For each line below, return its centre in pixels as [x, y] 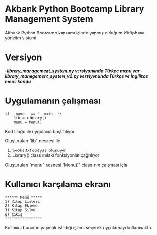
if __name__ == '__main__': [33, 114]
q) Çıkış [14, 214]
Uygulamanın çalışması [53, 101]
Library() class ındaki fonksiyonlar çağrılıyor [56, 155]
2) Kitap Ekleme [21, 206]
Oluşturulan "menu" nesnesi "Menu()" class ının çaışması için [66, 165]
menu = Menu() [28, 122]
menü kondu [18, 81]
